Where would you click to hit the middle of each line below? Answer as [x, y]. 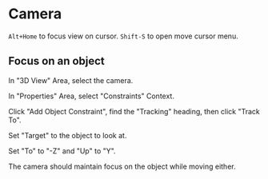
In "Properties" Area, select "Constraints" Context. [91, 96]
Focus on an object [57, 61]
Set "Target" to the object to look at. [68, 135]
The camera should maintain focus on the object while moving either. [122, 166]
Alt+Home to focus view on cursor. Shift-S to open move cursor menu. [123, 36]
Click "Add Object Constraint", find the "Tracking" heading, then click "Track [134, 111]
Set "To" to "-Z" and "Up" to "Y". [62, 151]
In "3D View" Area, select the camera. [71, 80]
